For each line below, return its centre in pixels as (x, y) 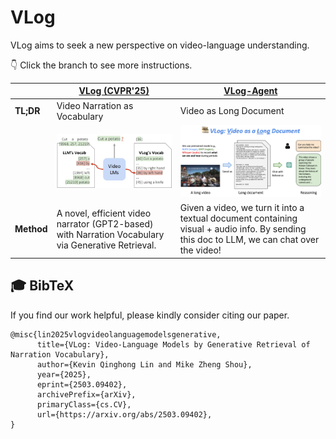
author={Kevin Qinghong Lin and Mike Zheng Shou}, (144, 364)
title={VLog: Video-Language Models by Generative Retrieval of (173, 344)
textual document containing (238, 218)
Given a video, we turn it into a (242, 208)
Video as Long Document (232, 111)
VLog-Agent (250, 91)
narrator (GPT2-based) (105, 223)
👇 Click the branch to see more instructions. (101, 65)
